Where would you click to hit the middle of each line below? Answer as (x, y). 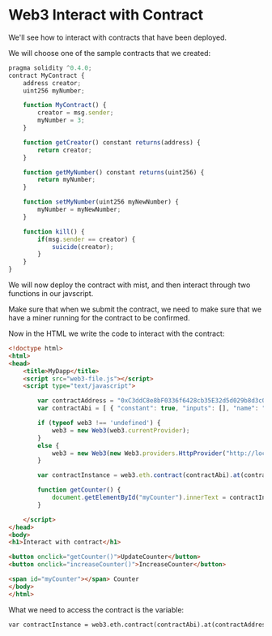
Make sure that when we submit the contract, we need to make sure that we (135, 309)
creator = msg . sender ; (76, 113)
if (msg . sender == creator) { (87, 239)
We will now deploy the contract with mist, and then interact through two (130, 285)
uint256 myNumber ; (54, 91)
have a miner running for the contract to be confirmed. (99, 318)
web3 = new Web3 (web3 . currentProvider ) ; (121, 430)
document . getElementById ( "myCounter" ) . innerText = (139, 498)
